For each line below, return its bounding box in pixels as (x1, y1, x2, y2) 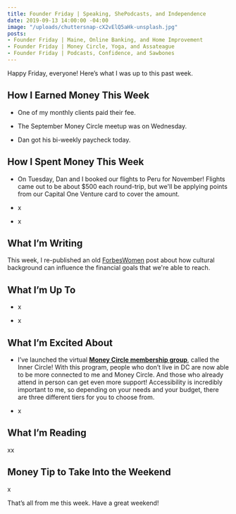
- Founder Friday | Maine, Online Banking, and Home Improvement (7, 37, 203, 44)
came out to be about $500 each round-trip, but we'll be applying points (17, 182, 228, 190)
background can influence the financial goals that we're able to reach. (7, 264, 211, 272)
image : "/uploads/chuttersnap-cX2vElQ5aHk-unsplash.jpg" (7, 23, 178, 30)
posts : (7, 30, 27, 37)
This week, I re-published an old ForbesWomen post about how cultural (7, 256, 215, 264)
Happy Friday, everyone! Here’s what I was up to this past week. (7, 68, 194, 78)
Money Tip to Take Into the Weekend (7, 466, 171, 478)
